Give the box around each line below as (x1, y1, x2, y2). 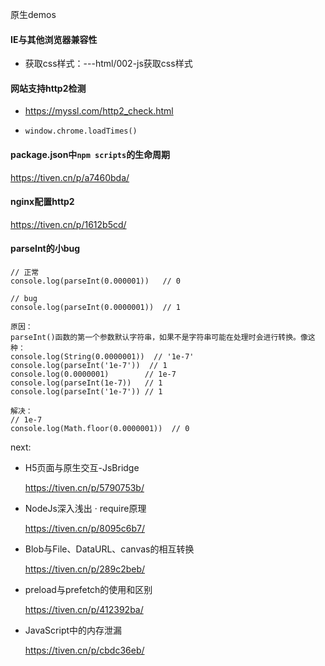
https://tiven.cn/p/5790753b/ (24, 482, 145, 494)
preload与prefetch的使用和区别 (24, 584, 153, 596)
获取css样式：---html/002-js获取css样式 (24, 58, 193, 70)
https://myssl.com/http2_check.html (24, 105, 174, 117)
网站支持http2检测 (10, 82, 87, 94)
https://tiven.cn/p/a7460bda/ (10, 171, 130, 183)
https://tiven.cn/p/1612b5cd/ (10, 218, 127, 230)
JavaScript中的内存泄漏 (24, 624, 123, 637)
